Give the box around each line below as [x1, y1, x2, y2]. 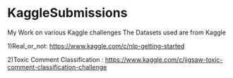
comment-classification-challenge [7, 63, 107, 71]
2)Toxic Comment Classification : [7, 55, 104, 64]
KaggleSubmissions [7, 5, 128, 21]
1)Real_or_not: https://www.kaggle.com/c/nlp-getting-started [7, 41, 185, 50]
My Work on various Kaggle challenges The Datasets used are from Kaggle [7, 28, 226, 37]
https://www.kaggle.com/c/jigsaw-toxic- [104, 55, 223, 64]
